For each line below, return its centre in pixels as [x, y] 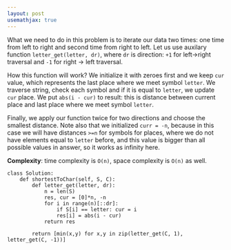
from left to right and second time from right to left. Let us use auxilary [107, 47]
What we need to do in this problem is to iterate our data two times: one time [116, 39]
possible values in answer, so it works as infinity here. [84, 147]
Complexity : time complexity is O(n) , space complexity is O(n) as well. [107, 160]
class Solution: [30, 173]
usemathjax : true [32, 20]
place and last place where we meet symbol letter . [80, 104]
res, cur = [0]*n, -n [75, 198]
